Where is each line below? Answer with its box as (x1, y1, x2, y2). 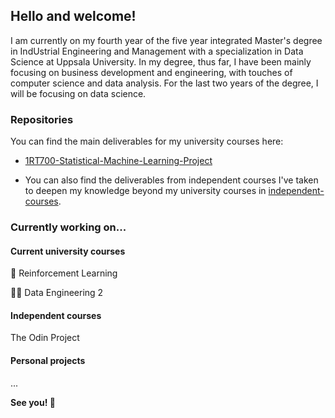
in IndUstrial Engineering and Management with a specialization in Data (10, 45, 304, 57)
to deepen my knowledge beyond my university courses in (24, 185, 267, 197)
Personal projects (10, 355, 86, 367)
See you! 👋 (10, 396, 56, 408)
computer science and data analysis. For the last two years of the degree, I (10, 77, 319, 89)
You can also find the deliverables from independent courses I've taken (24, 174, 319, 186)
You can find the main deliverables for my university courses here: (10, 135, 284, 148)
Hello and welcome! (10, 8, 137, 25)
